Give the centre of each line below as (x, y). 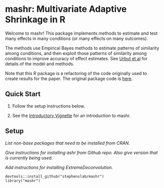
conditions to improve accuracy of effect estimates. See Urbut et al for (76, 58)
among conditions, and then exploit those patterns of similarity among (76, 53)
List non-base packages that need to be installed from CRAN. (68, 143)
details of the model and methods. (40, 64)
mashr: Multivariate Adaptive (66, 9)
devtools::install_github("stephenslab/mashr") (55, 176)
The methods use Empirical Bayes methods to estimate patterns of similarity (82, 48)
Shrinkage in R (35, 19)
